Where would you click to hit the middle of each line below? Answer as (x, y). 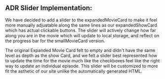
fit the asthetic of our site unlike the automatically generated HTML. (74, 71)
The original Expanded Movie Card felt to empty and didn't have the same (80, 50)
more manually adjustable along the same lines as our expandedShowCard (81, 25)
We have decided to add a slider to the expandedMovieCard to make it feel (81, 20)
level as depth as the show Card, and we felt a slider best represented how (81, 55)
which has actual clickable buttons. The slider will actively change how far (81, 30)
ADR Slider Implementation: (49, 8)
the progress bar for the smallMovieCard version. (55, 41)
